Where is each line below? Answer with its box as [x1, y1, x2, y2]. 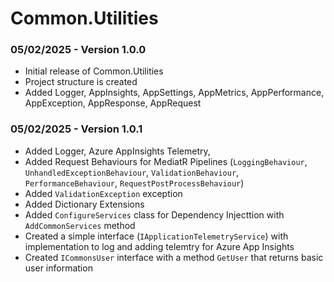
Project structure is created [24, 76, 138, 88]
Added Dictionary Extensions [24, 198, 145, 210]
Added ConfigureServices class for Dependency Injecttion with [24, 208, 285, 221]
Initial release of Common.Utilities [24, 65, 164, 77]
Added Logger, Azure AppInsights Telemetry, [24, 145, 211, 157]
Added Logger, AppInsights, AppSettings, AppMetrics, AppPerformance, [24, 87, 325, 99]
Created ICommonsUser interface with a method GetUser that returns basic [24, 251, 324, 263]
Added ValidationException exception [24, 187, 183, 199]
